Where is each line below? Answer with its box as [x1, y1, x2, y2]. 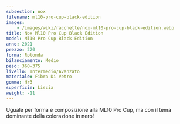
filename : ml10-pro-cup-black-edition [6, 14, 101, 20]
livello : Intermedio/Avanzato [6, 68, 80, 74]
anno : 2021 [6, 42, 33, 47]
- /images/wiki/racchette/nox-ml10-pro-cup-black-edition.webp [16, 25, 175, 31]
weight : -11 [6, 90, 35, 96]
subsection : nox [6, 8, 46, 15]
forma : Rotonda [6, 52, 43, 58]
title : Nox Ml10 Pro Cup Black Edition [6, 30, 104, 36]
